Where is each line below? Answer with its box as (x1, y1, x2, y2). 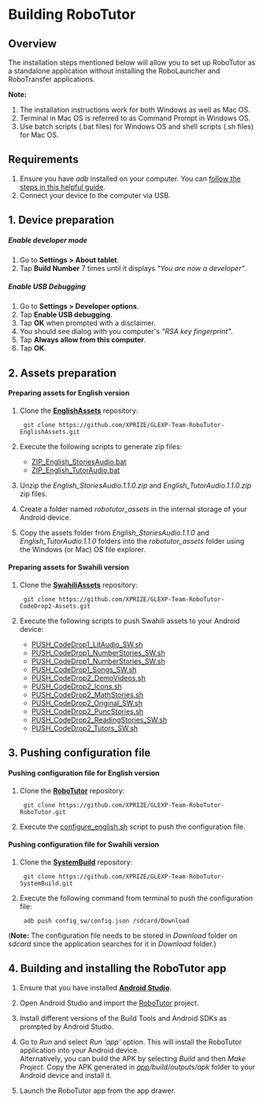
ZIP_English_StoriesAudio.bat (31, 457, 127, 466)
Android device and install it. (19, 1070, 113, 1080)
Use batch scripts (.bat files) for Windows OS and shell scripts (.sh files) (19, 122, 254, 131)
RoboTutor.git (19, 808, 66, 816)
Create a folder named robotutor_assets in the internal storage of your (19, 504, 248, 514)
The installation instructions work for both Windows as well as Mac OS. (19, 105, 250, 114)
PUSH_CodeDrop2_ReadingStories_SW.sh (31, 715, 168, 724)
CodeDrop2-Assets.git (19, 602, 91, 610)
